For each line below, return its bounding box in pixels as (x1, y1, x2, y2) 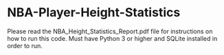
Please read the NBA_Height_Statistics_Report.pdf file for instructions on (7, 27, 213, 35)
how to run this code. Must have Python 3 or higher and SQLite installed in (7, 34, 218, 42)
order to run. (7, 41, 43, 50)
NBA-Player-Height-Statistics (7, 5, 181, 20)
